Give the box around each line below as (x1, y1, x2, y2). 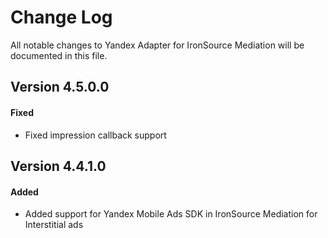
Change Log (10, 6, 113, 29)
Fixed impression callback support (24, 129, 167, 141)
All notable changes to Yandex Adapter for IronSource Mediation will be (10, 39, 305, 51)
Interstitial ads (24, 219, 84, 231)
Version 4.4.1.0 (10, 157, 107, 175)
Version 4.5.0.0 (10, 79, 110, 96)
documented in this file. (10, 49, 108, 61)
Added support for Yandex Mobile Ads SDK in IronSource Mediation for (24, 208, 318, 220)
